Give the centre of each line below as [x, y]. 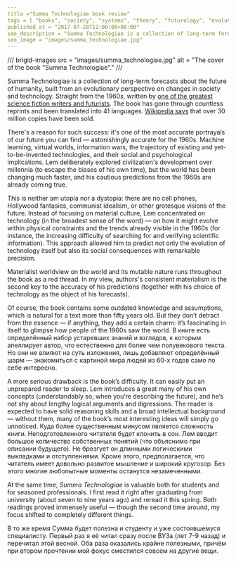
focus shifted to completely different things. [71, 515]
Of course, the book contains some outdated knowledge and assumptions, [115, 308]
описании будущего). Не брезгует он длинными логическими [100, 449]
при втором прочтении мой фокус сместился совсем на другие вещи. [113, 551]
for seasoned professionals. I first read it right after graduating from [105, 492]
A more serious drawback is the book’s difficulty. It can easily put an [106, 382]
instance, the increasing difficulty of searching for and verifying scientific [113, 236]
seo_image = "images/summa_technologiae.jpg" [75, 40]
